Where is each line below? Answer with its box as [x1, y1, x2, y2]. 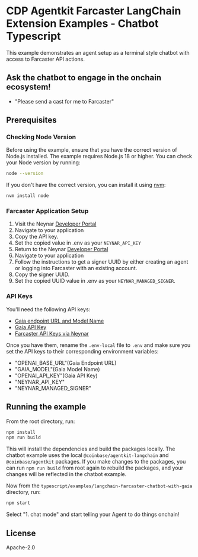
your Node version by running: [6, 159, 81, 166]
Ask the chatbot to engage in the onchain [6, 73, 162, 83]
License [6, 528, 36, 538]
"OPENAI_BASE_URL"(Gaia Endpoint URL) [14, 359, 117, 367]
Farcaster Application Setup [6, 207, 89, 215]
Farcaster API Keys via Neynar [14, 330, 89, 337]
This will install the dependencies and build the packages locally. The [6, 445, 175, 453]
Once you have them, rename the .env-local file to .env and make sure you [6, 341, 191, 349]
